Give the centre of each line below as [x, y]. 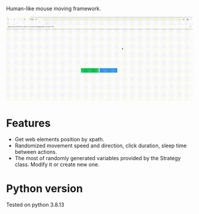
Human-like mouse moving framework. [54, 9]
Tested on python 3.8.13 [35, 205]
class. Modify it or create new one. [57, 164]
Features [28, 123]
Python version [44, 188]
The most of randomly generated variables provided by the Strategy [98, 158]
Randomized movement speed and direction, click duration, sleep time [101, 146]
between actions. [36, 152]
